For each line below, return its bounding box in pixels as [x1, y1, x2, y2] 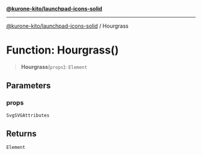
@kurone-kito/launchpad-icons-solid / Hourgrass [6, 22, 129, 29]
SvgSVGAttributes [6, 112, 50, 118]
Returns [6, 129, 37, 139]
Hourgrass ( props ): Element [20, 63, 88, 70]
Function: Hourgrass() [6, 43, 119, 57]
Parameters [6, 81, 51, 91]
